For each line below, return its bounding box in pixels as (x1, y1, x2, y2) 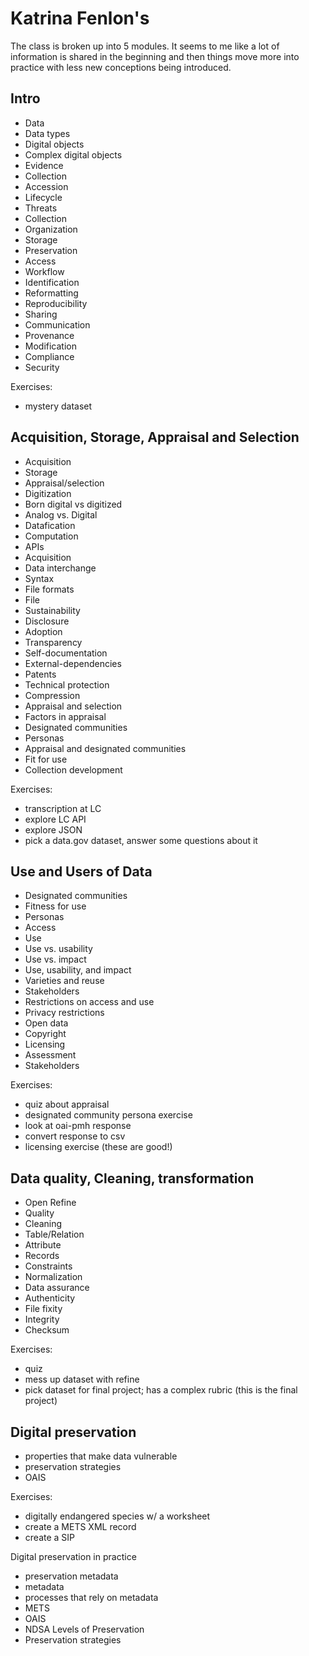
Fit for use (24, 753, 68, 765)
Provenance (24, 329, 75, 341)
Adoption (24, 625, 63, 637)
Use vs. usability (24, 943, 93, 955)
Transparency (24, 636, 83, 648)
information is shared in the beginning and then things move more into (10, 50, 300, 62)
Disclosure (24, 615, 70, 627)
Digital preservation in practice (10, 1551, 137, 1562)
